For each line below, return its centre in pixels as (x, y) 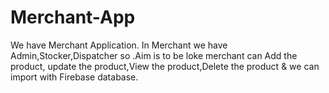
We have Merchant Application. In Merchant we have (119, 45)
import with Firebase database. (74, 77)
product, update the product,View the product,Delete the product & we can (165, 66)
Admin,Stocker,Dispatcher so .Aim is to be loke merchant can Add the (154, 55)
